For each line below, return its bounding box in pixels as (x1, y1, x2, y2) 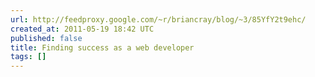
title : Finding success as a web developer (10, 42, 195, 53)
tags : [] (10, 52, 47, 62)
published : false (10, 33, 83, 43)
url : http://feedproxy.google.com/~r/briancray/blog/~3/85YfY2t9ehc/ (10, 14, 307, 25)
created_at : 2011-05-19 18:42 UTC (10, 24, 155, 34)
